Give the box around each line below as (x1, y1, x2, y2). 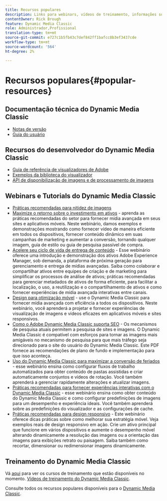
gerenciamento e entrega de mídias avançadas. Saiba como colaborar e (12, 263, 160, 269)
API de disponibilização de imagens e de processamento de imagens (12, 177, 154, 183)
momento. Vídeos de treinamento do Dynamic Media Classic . (5, 476, 130, 482)
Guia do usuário (12, 131, 45, 137)
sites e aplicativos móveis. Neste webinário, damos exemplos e (12, 221, 142, 227)
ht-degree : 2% (5, 49, 35, 54)
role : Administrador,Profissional (5, 26, 77, 31)
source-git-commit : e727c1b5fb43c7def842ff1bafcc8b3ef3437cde (5, 35, 137, 40)
